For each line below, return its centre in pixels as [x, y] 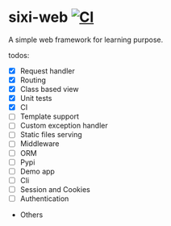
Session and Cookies [55, 189]
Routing [33, 80]
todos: [19, 55]
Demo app [37, 171]
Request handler [47, 71]
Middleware [40, 144]
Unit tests [36, 98]
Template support [49, 116]
